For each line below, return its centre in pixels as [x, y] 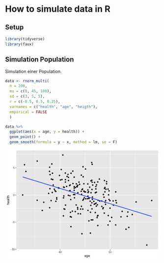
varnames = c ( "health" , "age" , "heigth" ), [54, 106]
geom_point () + [25, 137]
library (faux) [20, 44]
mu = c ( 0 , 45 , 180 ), [30, 91]
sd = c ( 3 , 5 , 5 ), [27, 97]
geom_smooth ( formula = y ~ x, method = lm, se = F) [64, 142]
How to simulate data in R [58, 9]
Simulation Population [40, 60]
